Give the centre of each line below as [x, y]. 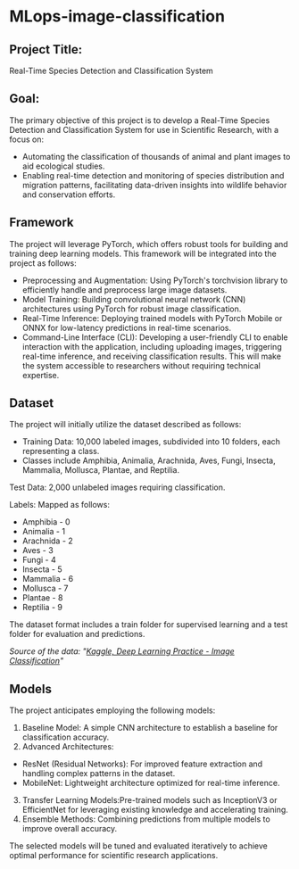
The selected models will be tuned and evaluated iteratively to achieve [138, 846]
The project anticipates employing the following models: [112, 710]
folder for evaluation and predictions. [77, 634]
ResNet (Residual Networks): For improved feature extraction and [142, 764]
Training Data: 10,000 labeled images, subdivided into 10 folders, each [151, 442]
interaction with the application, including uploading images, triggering [152, 346]
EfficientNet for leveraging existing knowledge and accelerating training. [155, 810]
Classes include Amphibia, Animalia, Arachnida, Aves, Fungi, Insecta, [149, 460]
